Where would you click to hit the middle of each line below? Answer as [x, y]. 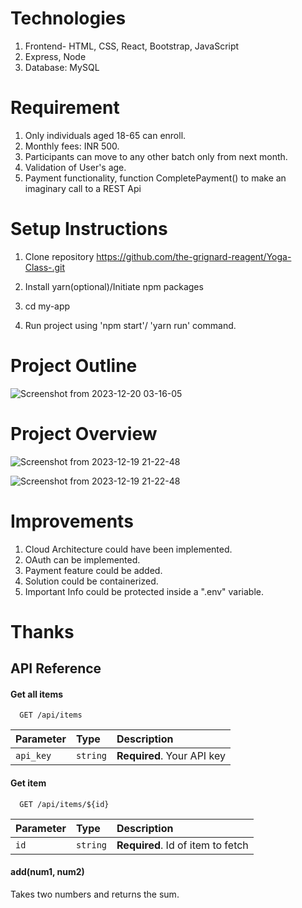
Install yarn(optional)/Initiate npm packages [114, 286]
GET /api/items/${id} [64, 804]
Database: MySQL [62, 67]
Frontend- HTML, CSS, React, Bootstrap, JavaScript [132, 46]
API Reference [56, 668]
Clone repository [59, 256]
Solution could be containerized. [91, 581]
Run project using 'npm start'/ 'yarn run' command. [130, 325]
